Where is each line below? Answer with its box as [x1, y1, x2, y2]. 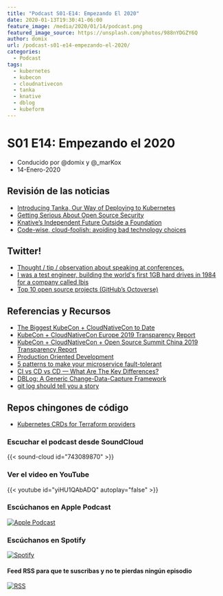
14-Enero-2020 [16, 165, 60, 174]
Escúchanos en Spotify [7, 535, 86, 545]
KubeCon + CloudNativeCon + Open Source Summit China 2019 [16, 338, 198, 347]
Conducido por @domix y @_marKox [16, 158, 121, 166]
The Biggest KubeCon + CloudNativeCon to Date [16, 323, 156, 332]
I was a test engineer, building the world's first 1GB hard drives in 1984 [16, 271, 216, 279]
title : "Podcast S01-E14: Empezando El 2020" [7, 10, 139, 17]
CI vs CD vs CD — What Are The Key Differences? [16, 367, 159, 376]
